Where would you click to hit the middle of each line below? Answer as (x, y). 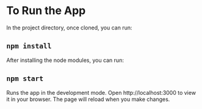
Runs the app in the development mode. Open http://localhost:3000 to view (101, 92)
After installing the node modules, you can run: (65, 60)
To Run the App (46, 11)
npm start (25, 79)
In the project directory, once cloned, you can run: (69, 28)
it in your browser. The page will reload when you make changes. (88, 99)
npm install (29, 46)
